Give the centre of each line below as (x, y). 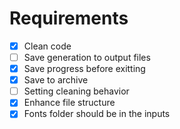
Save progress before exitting (84, 69)
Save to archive (56, 80)
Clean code (47, 46)
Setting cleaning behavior (76, 91)
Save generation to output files (87, 57)
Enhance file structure (69, 103)
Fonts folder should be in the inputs (97, 114)
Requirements (69, 18)
